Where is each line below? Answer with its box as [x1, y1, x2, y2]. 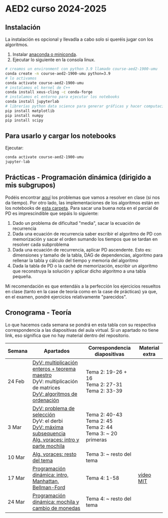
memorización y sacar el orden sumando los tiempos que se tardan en [12, 236, 158, 242]
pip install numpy [5, 113, 43, 118]
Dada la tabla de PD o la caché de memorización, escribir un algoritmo [12, 263, 158, 269]
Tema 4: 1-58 [85, 474, 119, 481]
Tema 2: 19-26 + [85, 368, 127, 375]
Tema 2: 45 [85, 417, 113, 424]
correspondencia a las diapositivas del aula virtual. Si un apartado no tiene [5, 327, 159, 333]
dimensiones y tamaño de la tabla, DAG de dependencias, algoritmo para [12, 252, 163, 258]
